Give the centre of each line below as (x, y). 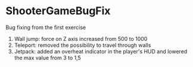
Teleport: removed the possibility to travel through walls (83, 45)
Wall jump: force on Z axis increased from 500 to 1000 (81, 39)
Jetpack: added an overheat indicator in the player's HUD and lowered (101, 51)
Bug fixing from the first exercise (46, 27)
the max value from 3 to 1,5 (47, 58)
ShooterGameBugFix (58, 11)
